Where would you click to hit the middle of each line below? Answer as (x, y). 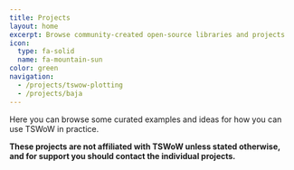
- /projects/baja (50, 93)
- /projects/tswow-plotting (71, 85)
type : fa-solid (46, 52)
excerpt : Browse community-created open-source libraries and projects (147, 34)
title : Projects (40, 18)
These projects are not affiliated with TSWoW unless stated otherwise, (145, 146)
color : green (34, 69)
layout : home (34, 26)
